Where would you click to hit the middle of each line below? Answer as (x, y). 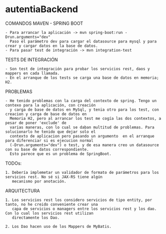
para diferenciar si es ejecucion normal (49, 141)
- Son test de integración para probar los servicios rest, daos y (78, 69)
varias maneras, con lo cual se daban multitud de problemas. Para (82, 127)
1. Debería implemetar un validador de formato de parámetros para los (82, 172)
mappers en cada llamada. (32, 73)
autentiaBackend (42, 9)
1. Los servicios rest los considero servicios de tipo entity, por (79, 200)
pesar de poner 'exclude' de (36, 123)
